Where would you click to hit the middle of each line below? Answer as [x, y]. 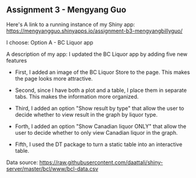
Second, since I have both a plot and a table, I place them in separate [101, 90]
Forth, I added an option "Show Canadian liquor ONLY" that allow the [101, 126]
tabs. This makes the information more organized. [77, 96]
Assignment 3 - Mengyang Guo [66, 10]
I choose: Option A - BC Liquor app [50, 42]
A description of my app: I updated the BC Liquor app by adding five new [97, 54]
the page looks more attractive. [54, 78]
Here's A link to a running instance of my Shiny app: [71, 24]
